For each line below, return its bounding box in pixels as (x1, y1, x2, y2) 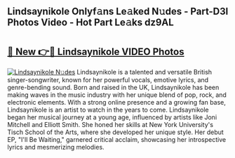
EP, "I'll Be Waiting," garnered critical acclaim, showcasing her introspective (7, 136, 227, 143)
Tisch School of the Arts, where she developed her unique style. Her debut (7, 128, 224, 136)
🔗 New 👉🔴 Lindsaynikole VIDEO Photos (7, 46, 184, 58)
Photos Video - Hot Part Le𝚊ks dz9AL (7, 17, 174, 29)
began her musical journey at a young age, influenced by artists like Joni (7, 113, 217, 121)
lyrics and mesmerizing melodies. (7, 143, 105, 151)
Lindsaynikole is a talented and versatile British (76, 68, 213, 76)
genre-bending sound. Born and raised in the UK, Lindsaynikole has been (7, 84, 220, 91)
